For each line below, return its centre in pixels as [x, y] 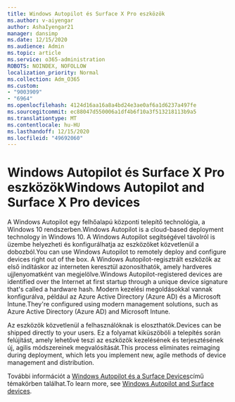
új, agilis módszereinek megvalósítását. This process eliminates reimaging [114, 348]
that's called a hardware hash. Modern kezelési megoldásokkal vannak [110, 290]
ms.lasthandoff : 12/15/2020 [49, 131]
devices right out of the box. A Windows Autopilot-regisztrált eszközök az [114, 259]
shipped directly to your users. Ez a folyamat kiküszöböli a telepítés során [114, 333]
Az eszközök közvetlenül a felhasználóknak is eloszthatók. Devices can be [114, 325]
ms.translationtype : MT [42, 118]
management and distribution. [51, 363]
